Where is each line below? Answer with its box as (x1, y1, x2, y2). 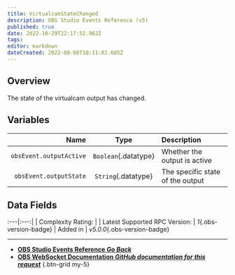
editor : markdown (7, 43, 58, 50)
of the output (161, 176, 204, 185)
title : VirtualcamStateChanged (7, 10, 99, 17)
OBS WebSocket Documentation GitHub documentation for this (17, 253, 206, 261)
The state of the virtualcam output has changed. (7, 94, 147, 102)
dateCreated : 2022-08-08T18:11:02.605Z (7, 50, 124, 57)
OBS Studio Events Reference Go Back (17, 246, 131, 254)
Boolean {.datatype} (92, 151, 155, 161)
